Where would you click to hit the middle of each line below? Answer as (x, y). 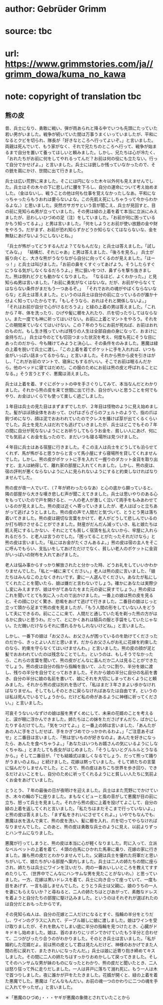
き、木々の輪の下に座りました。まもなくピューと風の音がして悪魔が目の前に (81, 796)
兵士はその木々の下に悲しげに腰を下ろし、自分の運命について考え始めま (86, 187)
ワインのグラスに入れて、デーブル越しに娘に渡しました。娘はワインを (83, 920)
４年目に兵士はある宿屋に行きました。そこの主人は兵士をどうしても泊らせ (79, 447)
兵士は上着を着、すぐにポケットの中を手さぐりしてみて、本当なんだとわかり (81, 384)
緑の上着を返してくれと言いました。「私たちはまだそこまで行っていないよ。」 (81, 808)
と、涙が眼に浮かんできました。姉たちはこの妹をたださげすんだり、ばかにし (81, 719)
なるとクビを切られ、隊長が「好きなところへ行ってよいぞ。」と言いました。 (81, 140)
